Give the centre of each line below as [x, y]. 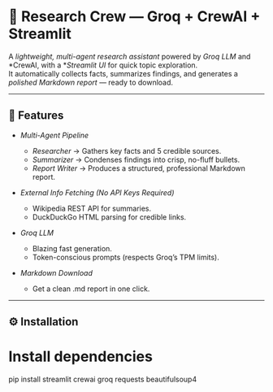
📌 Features [36, 116]
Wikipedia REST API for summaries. [92, 208]
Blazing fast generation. [72, 248]
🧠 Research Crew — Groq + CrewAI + [134, 17]
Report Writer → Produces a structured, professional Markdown [139, 168]
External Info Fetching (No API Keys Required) [97, 192]
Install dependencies [80, 357]
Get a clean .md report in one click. [91, 289]
